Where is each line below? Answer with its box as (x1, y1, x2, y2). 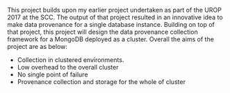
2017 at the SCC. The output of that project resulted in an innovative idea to (7, 13, 224, 21)
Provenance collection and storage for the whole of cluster (17, 78, 186, 85)
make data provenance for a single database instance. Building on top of (7, 21, 215, 28)
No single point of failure (17, 70, 88, 79)
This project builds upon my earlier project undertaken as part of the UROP (7, 6, 222, 14)
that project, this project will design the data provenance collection (7, 28, 198, 36)
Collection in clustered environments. (17, 56, 124, 64)
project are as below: (7, 43, 68, 50)
